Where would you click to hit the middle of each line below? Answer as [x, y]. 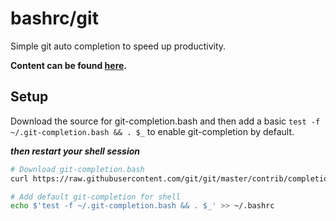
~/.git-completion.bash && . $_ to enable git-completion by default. [152, 131]
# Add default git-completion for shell [96, 197]
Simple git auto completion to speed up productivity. [118, 46]
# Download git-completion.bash [77, 169]
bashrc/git [54, 18]
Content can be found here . [69, 65]
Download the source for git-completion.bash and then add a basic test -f [165, 121]
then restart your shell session [75, 151]
